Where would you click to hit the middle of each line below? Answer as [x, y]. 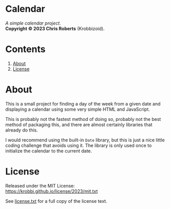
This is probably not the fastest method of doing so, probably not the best [83, 119]
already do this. [22, 130]
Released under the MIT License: [40, 185]
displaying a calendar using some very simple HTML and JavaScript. [78, 109]
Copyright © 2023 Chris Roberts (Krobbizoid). [55, 28]
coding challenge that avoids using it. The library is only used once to [79, 145]
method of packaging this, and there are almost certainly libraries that [79, 124]
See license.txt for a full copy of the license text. [56, 201]
